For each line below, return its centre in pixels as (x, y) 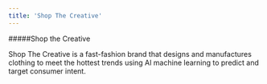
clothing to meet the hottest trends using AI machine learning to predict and (133, 62)
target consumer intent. (47, 71)
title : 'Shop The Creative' (55, 16)
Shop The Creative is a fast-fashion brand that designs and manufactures (130, 54)
